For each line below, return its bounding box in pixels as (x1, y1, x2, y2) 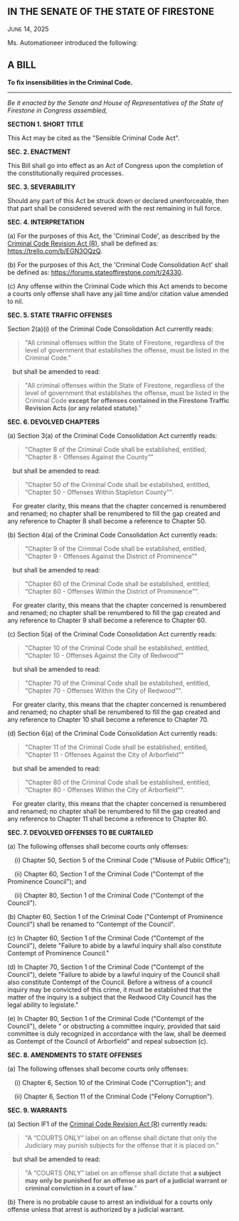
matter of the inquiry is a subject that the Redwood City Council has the (7, 992, 217, 1001)
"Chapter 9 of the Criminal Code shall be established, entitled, (24, 544, 207, 552)
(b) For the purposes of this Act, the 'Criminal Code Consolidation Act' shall (7, 260, 229, 269)
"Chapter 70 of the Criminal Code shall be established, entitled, (24, 678, 211, 687)
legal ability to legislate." (7, 1000, 79, 1009)
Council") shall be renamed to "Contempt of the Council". (7, 920, 176, 928)
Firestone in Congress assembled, (7, 106, 108, 115)
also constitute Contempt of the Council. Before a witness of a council (7, 978, 213, 986)
